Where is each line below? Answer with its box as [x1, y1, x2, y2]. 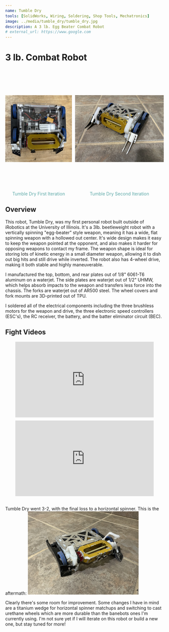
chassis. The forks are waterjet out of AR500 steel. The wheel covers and [5, 288, 158, 294]
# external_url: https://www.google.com [5, 29, 92, 35]
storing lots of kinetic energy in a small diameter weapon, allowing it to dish [5, 251, 161, 257]
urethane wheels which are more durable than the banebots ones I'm [5, 610, 148, 616]
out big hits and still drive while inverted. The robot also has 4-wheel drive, [5, 256, 160, 262]
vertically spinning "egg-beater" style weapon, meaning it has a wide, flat [5, 229, 157, 236]
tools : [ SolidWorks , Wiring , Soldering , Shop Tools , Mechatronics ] [5, 13, 150, 19]
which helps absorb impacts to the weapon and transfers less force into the [5, 282, 162, 288]
